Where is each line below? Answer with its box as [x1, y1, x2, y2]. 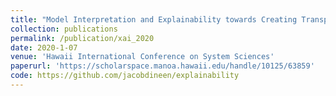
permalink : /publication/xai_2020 [10, 33, 155, 43]
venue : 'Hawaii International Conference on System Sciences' [10, 52, 275, 62]
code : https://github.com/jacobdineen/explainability [10, 71, 240, 81]
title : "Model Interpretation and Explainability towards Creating [10, 14, 298, 25]
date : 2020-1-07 [10, 42, 78, 53]
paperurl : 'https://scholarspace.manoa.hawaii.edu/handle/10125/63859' [10, 61, 315, 71]
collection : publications [10, 24, 118, 34]
